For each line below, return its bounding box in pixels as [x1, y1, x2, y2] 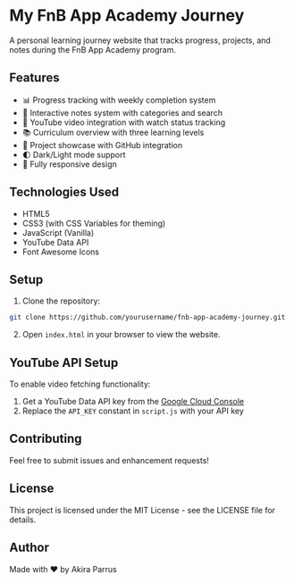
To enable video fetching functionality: [9, 379, 151, 389]
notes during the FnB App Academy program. [9, 44, 177, 54]
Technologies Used [9, 185, 119, 200]
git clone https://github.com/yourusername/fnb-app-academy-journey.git [9, 313, 286, 322]
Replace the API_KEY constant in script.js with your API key [21, 405, 244, 416]
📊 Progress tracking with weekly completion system [21, 95, 216, 105]
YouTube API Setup [9, 354, 119, 371]
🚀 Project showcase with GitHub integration [21, 139, 183, 150]
